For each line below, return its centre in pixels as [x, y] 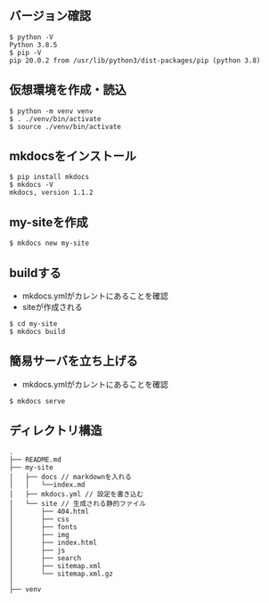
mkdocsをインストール [73, 156]
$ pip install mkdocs [49, 177]
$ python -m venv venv [51, 111]
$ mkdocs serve [37, 401]
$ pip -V [25, 53]
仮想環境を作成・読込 [68, 90]
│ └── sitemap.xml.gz [61, 574]
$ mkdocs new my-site [49, 243]
